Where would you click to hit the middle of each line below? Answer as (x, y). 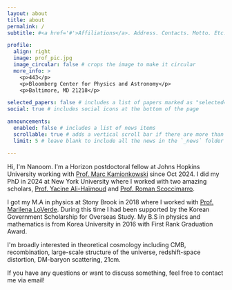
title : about (26, 20)
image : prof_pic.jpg (43, 58)
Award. (17, 231)
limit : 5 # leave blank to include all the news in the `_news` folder (119, 141)
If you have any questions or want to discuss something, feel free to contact (115, 273)
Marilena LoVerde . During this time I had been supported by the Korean (108, 209)
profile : (20, 46)
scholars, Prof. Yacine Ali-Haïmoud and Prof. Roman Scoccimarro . (101, 188)
